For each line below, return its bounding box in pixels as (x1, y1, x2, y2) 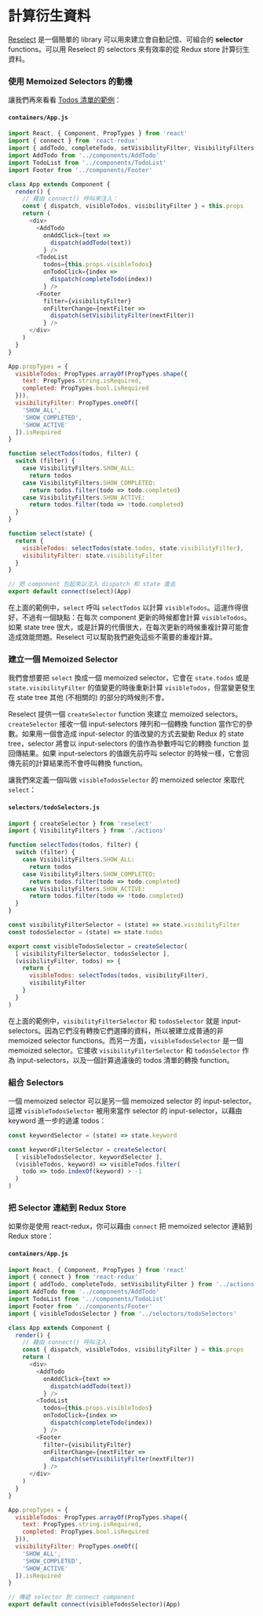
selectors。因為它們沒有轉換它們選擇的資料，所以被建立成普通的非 (8, 1026, 224, 1035)
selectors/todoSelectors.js (8, 803, 100, 812)
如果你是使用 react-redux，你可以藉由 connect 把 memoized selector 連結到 (8, 1222, 253, 1231)
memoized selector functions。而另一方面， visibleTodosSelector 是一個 (8, 1035, 243, 1045)
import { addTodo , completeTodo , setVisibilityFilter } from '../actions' (8, 1281, 258, 1288)
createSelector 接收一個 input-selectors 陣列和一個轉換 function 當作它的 (8, 720, 247, 729)
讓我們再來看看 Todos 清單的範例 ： (8, 95, 122, 104)
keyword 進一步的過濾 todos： (8, 1116, 107, 1125)
